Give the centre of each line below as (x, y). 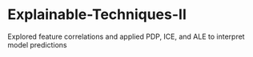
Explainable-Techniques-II (97, 15)
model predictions (37, 44)
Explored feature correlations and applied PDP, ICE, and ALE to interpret (126, 36)
